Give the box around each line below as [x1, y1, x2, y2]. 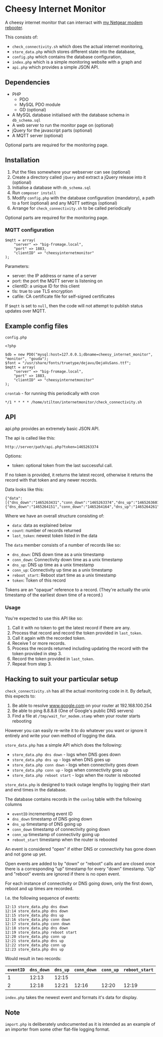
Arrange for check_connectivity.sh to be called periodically [12, 205, 131, 211]
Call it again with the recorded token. [12, 635, 86, 641]
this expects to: [5, 693, 36, 699]
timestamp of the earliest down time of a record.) [5, 592, 103, 598]
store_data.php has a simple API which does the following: [5, 742, 122, 748]
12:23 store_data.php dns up [5, 947, 64, 952]
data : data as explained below [12, 522, 72, 528]
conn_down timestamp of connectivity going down [12, 826, 110, 832]
